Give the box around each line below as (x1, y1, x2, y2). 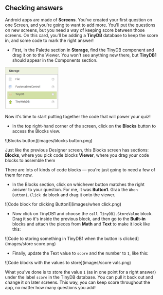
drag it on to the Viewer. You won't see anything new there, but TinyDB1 (12, 52, 157, 58)
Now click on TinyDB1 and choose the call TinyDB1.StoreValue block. (12, 210, 153, 216)
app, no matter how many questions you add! (5, 284, 96, 290)
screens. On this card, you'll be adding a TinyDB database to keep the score (5, 32, 158, 38)
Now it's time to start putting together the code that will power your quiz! (5, 113, 151, 119)
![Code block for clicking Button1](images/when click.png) (5, 201, 122, 207)
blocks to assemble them (5, 157, 55, 163)
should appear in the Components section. (12, 57, 98, 63)
